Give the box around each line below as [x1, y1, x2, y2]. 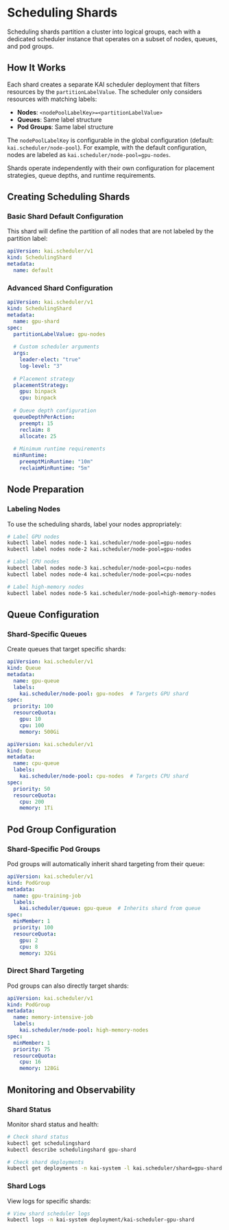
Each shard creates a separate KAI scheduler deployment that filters [7, 80, 200, 89]
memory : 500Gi [19, 728, 60, 735]
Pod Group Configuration [7, 824, 117, 835]
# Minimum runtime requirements [13, 445, 106, 452]
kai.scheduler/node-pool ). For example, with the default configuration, [7, 143, 207, 152]
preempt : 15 [19, 420, 53, 427]
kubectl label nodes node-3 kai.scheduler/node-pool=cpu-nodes [7, 565, 192, 572]
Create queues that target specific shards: [7, 645, 127, 653]
